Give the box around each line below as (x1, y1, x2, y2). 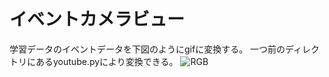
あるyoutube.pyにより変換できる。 (35, 55, 179, 67)
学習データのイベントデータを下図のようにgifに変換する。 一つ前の (9, 43, 286, 55)
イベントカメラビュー (9, 8, 186, 31)
